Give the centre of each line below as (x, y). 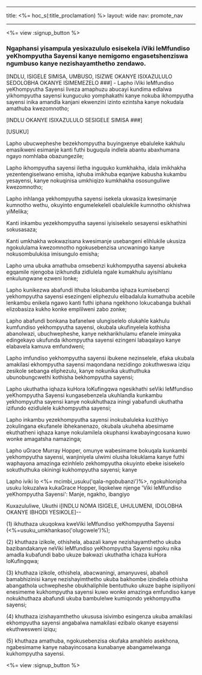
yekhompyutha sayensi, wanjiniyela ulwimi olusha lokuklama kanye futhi (95, 457)
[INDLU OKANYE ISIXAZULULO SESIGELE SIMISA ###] (75, 120)
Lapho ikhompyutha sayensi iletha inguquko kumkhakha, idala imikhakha (96, 168)
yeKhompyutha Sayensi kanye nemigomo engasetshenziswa (97, 56)
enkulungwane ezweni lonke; (42, 279)
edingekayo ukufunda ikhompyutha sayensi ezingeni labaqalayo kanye (93, 340)
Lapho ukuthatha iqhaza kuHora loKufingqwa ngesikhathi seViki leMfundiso (100, 389)
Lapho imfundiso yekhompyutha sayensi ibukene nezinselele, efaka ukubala (100, 358)
